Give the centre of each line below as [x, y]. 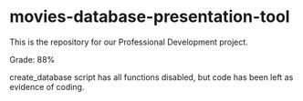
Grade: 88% [32, 59]
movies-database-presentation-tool [150, 17]
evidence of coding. [47, 86]
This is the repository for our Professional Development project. [129, 42]
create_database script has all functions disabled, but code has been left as [151, 77]
